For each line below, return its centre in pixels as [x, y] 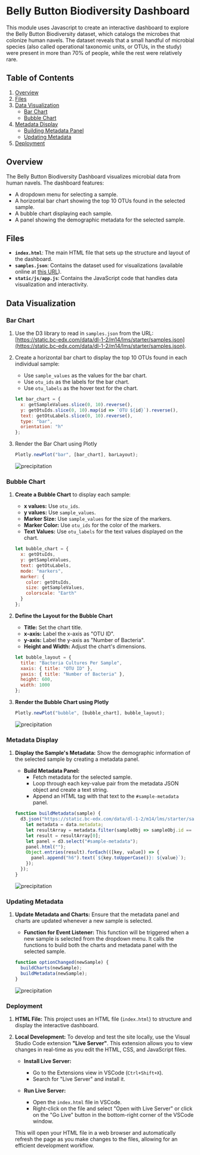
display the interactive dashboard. [57, 1025]
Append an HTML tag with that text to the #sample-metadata [106, 796]
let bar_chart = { [38, 399]
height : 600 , [37, 680]
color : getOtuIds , [49, 582]
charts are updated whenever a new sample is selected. [84, 921]
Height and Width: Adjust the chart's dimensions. [85, 646]
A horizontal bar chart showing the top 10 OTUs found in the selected [100, 201]
